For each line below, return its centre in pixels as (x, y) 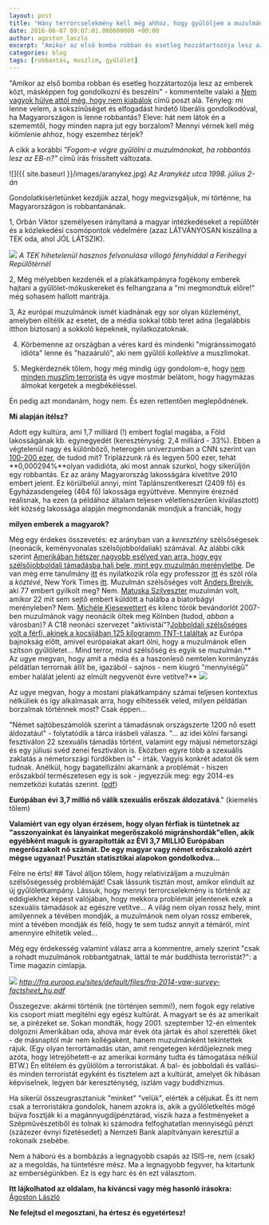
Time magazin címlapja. (48, 965)
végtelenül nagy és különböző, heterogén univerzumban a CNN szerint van (133, 448)
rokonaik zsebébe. (40, 1140)
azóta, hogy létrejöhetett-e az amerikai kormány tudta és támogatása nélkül (133, 1057)
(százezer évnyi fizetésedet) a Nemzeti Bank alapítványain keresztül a (124, 1132)
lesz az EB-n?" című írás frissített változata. (81, 158)
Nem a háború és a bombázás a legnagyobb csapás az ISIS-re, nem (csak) (132, 1156)
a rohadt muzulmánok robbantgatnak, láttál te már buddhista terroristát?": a (133, 957)
